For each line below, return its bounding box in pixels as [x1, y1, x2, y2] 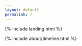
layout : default [5, 7, 39, 12]
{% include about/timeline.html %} [5, 35, 77, 41]
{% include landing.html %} [5, 25, 63, 31]
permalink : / [5, 12, 33, 17]
